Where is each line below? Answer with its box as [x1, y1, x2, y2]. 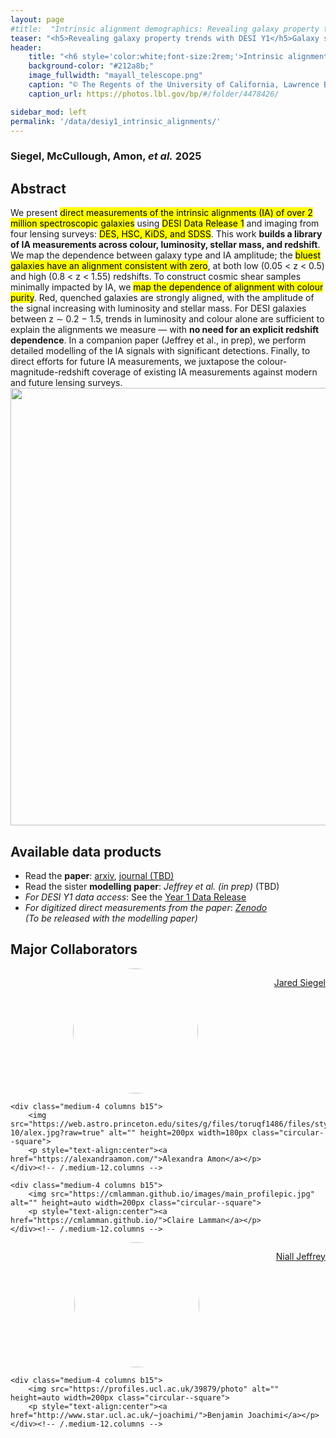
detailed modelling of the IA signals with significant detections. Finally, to [10, 345, 311, 357]
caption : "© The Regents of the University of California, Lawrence [28, 80, 320, 90]
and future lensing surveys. [10, 377, 123, 389]
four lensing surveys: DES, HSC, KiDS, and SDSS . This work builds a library [10, 228, 323, 240]
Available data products [10, 843, 162, 860]
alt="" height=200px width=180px [108, 1127, 248, 1138]
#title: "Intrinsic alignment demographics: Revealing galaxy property [10, 24, 320, 34]
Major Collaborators [10, 941, 138, 958]
